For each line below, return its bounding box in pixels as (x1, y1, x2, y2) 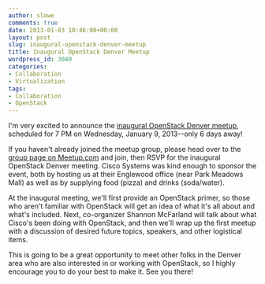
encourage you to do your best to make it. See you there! (8, 267, 193, 276)
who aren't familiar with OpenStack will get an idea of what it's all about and (8, 201, 255, 211)
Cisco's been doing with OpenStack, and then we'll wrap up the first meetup (8, 218, 256, 228)
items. (8, 235, 28, 245)
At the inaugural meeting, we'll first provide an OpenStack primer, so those (8, 194, 251, 203)
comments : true (8, 19, 58, 27)
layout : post (8, 33, 51, 42)
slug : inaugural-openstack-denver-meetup (8, 41, 147, 49)
